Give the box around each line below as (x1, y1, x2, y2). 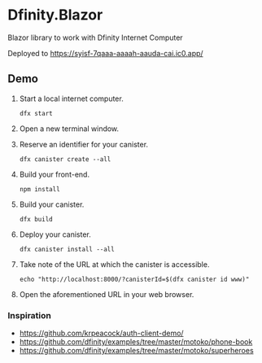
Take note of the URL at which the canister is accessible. (19, 259, 210, 269)
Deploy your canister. (19, 230, 91, 239)
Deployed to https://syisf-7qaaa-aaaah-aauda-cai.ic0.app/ (7, 48, 204, 58)
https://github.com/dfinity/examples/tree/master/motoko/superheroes (19, 346, 254, 356)
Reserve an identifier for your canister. (19, 139, 148, 149)
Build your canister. (19, 199, 85, 209)
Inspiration (7, 309, 52, 321)
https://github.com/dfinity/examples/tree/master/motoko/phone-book (19, 337, 253, 347)
